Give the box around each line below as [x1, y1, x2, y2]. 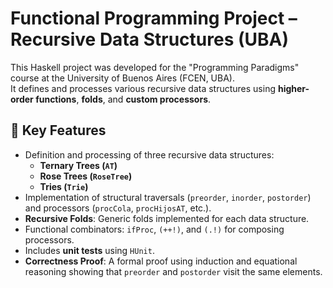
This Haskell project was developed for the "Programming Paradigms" [10, 61, 300, 73]
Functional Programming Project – [10, 7, 298, 30]
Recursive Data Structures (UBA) [10, 28, 289, 51]
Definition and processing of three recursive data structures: [24, 148, 275, 161]
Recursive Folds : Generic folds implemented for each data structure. [24, 212, 310, 224]
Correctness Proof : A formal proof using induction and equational [24, 255, 298, 267]
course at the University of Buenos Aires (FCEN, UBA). [10, 72, 235, 84]
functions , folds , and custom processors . [35, 93, 212, 105]
